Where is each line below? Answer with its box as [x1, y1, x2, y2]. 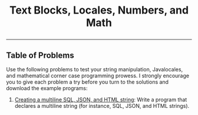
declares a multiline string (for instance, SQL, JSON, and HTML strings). [14, 103, 190, 109]
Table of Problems [6, 50, 75, 60]
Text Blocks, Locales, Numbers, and [9, 4, 189, 17]
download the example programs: [6, 85, 88, 91]
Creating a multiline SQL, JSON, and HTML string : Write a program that [14, 96, 187, 103]
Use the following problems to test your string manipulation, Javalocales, [6, 66, 183, 73]
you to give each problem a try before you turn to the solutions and [6, 78, 169, 86]
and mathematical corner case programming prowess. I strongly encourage [6, 72, 190, 79]
